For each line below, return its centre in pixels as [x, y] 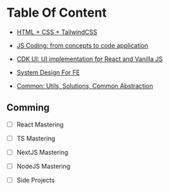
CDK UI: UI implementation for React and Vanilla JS [90, 59]
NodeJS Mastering [43, 166]
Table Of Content [57, 13]
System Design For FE [48, 72]
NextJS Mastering [42, 152]
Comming [28, 108]
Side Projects [35, 180]
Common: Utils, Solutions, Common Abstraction [85, 85]
